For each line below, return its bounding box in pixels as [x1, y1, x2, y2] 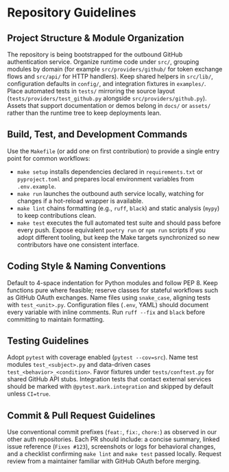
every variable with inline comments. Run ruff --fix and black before [7, 308, 206, 316]
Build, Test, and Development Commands [7, 128, 188, 140]
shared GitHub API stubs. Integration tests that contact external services [7, 375, 212, 383]
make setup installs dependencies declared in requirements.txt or [16, 167, 204, 176]
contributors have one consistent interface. [16, 240, 139, 249]
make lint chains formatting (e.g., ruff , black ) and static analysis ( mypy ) [16, 204, 220, 212]
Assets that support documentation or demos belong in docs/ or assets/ [7, 102, 211, 109]
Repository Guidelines [7, 5, 136, 21]
